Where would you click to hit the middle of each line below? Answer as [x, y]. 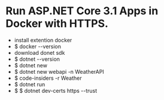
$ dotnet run [30, 84]
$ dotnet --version [37, 59]
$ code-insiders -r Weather [48, 78]
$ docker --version [37, 46]
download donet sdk [40, 52]
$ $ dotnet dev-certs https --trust [56, 90]
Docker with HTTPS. [57, 24]
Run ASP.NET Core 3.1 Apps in [82, 11]
